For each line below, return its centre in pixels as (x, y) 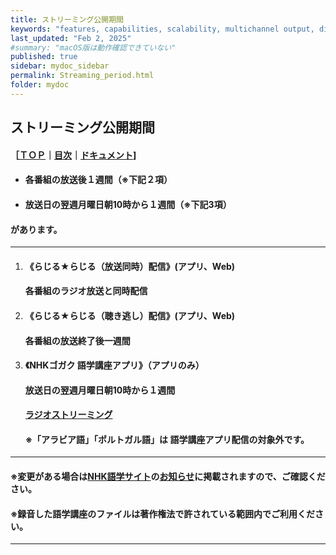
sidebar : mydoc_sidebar (60, 66)
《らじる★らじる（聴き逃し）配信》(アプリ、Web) (130, 315)
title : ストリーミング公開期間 (67, 19)
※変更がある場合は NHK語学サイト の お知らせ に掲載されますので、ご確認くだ (168, 477)
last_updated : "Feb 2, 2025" (71, 38)
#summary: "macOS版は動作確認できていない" (93, 47)
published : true (44, 57)
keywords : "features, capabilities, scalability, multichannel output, (162, 29)
